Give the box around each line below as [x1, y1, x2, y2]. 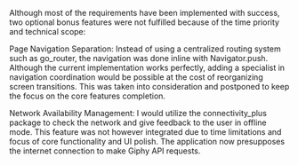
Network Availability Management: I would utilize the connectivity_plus [9, 108, 267, 118]
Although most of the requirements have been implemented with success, [9, 8, 280, 18]
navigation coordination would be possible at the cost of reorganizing [9, 72, 264, 82]
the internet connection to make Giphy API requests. [9, 145, 201, 156]
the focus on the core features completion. [9, 90, 166, 101]
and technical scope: [9, 27, 86, 36]
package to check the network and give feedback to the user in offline [9, 117, 267, 128]
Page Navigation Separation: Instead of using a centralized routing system [9, 43, 282, 54]
